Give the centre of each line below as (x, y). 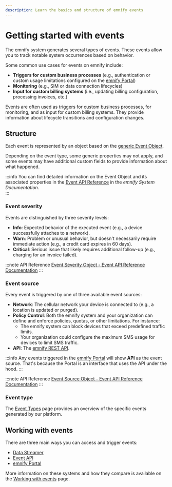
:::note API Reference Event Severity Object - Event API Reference (75, 265)
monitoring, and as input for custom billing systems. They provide (75, 112)
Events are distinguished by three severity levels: (57, 217)
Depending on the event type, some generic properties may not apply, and (84, 156)
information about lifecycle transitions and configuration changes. (75, 117)
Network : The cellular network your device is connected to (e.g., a (83, 304)
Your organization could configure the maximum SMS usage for (88, 337)
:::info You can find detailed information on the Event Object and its (76, 177)
